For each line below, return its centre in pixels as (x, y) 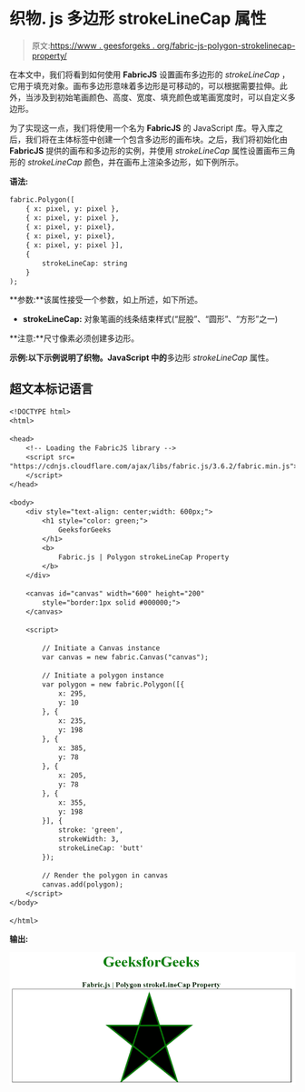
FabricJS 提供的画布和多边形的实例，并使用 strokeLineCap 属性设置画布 (144, 150)
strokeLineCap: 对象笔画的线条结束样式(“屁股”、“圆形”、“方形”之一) (150, 318)
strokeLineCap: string (85, 263)
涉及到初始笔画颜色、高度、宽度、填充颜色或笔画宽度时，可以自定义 (160, 97)
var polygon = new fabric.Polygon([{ (113, 684)
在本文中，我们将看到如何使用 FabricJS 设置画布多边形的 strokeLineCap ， (150, 75)
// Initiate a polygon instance (103, 675)
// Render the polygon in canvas (105, 875)
